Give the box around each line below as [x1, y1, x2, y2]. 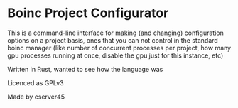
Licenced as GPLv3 [7, 78, 64, 87]
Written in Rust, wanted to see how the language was [7, 65, 163, 73]
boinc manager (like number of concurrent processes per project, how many [7, 43, 232, 52]
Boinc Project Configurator [7, 5, 169, 21]
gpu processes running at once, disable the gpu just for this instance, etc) [7, 51, 224, 60]
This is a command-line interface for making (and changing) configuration [7, 28, 224, 37]
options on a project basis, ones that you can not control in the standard [7, 36, 218, 44]
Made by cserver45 [7, 92, 65, 101]
